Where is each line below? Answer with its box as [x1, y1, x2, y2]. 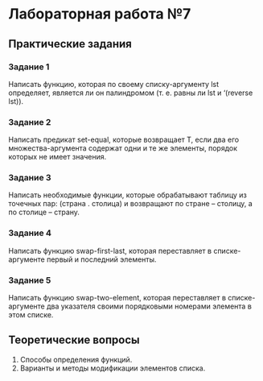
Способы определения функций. [19, 354, 133, 364]
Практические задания [8, 37, 133, 51]
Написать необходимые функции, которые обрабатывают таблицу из [8, 190, 247, 200]
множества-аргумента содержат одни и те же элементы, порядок [8, 143, 238, 153]
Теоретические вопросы [8, 333, 141, 347]
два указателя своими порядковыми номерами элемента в [47, 301, 252, 311]
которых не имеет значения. [8, 152, 107, 162]
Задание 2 [8, 116, 51, 127]
